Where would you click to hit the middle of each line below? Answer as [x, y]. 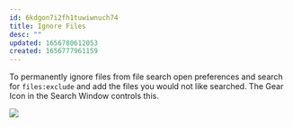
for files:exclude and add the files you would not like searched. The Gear [146, 86]
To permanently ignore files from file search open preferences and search [146, 77]
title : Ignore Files [48, 26]
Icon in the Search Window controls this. [84, 96]
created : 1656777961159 [54, 51]
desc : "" [26, 34]
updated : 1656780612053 [54, 43]
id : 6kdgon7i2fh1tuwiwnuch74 [64, 18]
